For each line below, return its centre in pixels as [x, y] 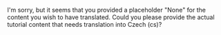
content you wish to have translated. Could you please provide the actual [111, 17]
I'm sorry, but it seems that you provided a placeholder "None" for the [106, 10]
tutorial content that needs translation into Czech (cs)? [85, 24]
